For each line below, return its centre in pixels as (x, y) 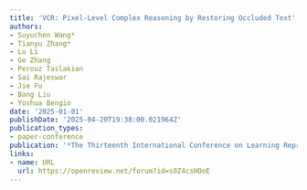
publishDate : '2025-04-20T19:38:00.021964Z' (95, 120)
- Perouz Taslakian (47, 69)
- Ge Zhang (30, 60)
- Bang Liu (30, 94)
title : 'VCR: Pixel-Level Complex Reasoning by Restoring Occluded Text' (153, 18)
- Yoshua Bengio (40, 103)
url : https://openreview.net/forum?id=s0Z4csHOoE (114, 171)
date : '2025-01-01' (47, 111)
